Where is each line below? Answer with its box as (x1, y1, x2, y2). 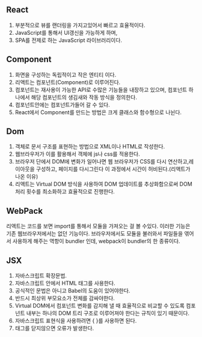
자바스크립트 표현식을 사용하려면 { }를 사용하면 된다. (14, 317, 137, 324)
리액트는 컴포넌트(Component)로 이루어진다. (14, 78, 121, 86)
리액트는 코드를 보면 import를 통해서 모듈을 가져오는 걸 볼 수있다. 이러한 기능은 (6, 222, 191, 230)
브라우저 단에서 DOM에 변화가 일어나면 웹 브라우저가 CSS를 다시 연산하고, (14, 158, 189, 165)
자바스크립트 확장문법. (14, 272, 67, 279)
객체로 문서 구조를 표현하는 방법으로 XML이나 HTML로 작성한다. (14, 143, 165, 150)
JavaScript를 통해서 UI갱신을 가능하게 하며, (14, 29, 118, 36)
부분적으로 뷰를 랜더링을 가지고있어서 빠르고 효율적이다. (14, 21, 145, 29)
